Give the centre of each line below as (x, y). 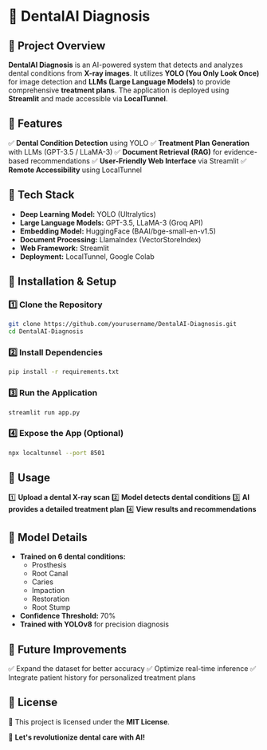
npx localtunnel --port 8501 (57, 453)
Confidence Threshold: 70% (68, 616)
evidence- (240, 151)
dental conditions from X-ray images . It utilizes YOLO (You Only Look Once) (134, 73)
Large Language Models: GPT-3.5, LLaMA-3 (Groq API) (111, 222)
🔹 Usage (29, 477)
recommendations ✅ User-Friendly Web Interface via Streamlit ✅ (139, 161)
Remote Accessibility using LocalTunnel (75, 170)
